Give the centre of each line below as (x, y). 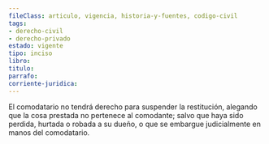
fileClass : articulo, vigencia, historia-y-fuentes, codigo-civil (123, 16)
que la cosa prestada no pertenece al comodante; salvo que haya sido (126, 115)
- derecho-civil (36, 31)
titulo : (22, 69)
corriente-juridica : (43, 83)
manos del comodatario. (49, 132)
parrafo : (23, 76)
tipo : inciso (30, 53)
